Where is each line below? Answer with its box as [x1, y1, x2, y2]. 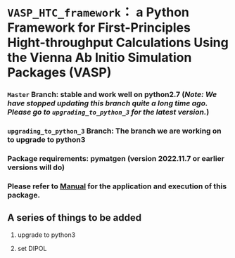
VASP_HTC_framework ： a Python [7, 4, 190, 20]
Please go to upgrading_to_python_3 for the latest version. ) [7, 108, 210, 117]
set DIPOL [17, 244, 47, 252]
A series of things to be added [7, 212, 142, 224]
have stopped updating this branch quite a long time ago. [7, 98, 208, 108]
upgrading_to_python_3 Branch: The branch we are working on [7, 126, 222, 136]
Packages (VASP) [7, 65, 112, 81]
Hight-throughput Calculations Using [7, 34, 229, 51]
